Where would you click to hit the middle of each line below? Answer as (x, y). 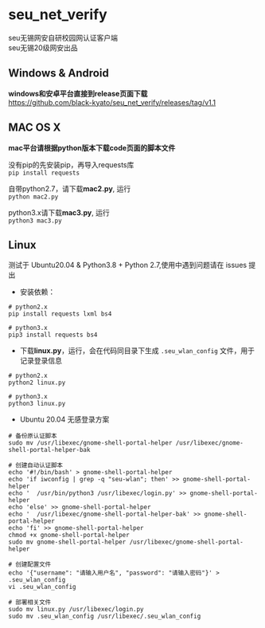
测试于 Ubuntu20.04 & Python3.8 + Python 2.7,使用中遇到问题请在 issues (128, 265)
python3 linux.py (37, 404)
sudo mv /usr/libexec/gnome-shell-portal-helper (90, 443)
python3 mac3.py (35, 221)
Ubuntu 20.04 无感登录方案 (64, 419)
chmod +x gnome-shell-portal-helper (69, 536)
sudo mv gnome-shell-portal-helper (67, 542)
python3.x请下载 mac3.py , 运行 (59, 212)
